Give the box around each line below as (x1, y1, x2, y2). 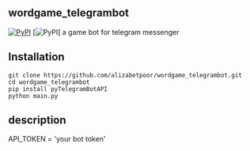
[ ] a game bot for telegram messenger (32, 27, 180, 36)
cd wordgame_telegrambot (8, 78, 90, 86)
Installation (8, 51, 65, 64)
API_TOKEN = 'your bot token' (8, 134, 106, 144)
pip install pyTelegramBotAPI (8, 85, 108, 93)
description (8, 114, 66, 127)
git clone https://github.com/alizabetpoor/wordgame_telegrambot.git (8, 71, 243, 79)
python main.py (8, 92, 59, 100)
